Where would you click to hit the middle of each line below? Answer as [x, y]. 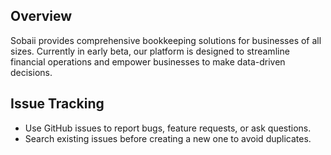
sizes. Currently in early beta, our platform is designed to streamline [150, 51]
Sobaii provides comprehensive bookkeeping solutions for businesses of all [166, 40]
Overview [41, 16]
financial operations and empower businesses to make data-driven [148, 61]
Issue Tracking [57, 104]
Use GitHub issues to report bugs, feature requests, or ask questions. [168, 128]
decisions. [31, 72]
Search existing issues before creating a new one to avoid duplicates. [168, 138]
